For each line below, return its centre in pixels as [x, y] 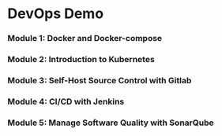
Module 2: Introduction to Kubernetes [81, 60]
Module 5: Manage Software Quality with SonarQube [111, 123]
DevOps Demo [56, 14]
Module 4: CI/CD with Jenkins [66, 101]
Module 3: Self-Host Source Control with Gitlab [100, 80]
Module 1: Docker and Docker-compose [85, 39]
